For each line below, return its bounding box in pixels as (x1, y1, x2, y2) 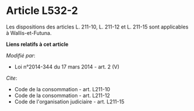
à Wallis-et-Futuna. (6, 29, 52, 36)
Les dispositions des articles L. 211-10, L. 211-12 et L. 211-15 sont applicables (6, 23, 189, 30)
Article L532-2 (6, 4, 79, 17)
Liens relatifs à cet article (6, 41, 69, 48)
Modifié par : (6, 52, 36, 59)
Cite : (6, 74, 17, 81)
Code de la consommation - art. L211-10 (14, 85, 111, 92)
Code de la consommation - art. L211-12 (14, 92, 111, 99)
